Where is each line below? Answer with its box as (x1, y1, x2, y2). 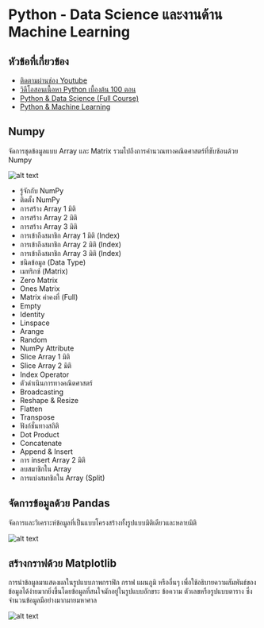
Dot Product (19, 429, 59, 439)
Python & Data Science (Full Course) (19, 94, 140, 103)
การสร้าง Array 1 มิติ (19, 204, 77, 213)
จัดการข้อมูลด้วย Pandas (8, 497, 111, 510)
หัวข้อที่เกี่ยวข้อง (8, 54, 70, 68)
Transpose (19, 412, 55, 422)
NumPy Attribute (19, 343, 75, 353)
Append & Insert (19, 447, 74, 456)
